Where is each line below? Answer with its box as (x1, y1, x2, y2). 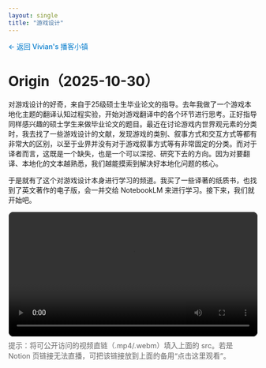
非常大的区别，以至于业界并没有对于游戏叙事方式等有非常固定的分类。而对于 (8, 139, 257, 148)
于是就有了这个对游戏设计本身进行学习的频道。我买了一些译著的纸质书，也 (8, 175, 250, 186)
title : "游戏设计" (8, 19, 65, 27)
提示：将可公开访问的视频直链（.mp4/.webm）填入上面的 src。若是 (8, 341, 234, 351)
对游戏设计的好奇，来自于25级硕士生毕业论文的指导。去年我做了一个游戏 (8, 100, 245, 109)
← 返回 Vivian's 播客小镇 (8, 41, 88, 51)
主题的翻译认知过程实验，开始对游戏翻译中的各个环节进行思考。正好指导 (21, 110, 257, 119)
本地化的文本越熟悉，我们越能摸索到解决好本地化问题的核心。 (21, 159, 223, 168)
